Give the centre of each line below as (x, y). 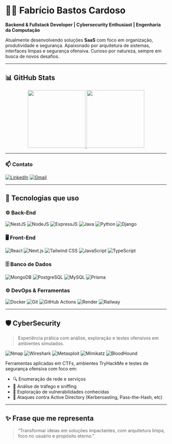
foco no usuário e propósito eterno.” (56, 436)
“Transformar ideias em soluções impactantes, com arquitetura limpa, (91, 431)
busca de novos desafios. (33, 56)
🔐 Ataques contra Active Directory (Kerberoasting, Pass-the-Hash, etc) (88, 397)
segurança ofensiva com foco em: (41, 369)
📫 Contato (19, 164)
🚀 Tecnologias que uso (42, 198)
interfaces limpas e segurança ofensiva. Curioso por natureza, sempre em (83, 51)
